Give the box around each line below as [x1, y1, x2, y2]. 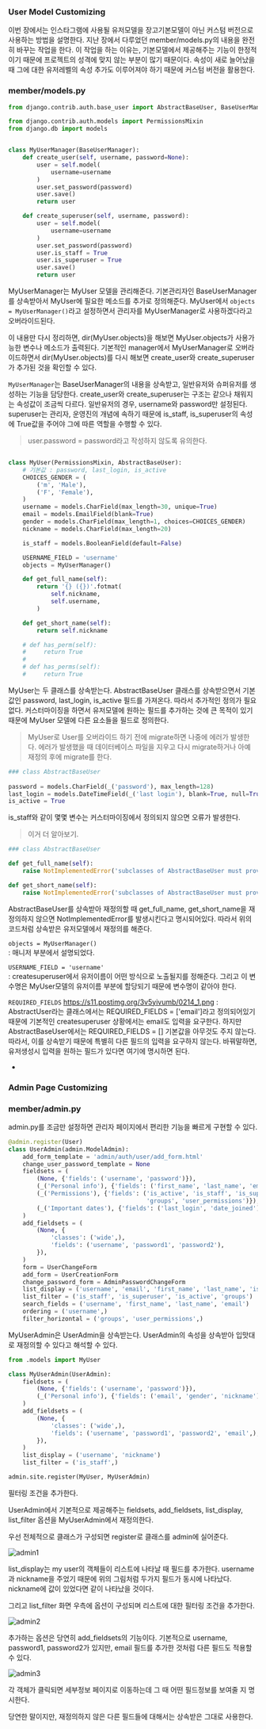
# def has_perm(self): [22, 641, 97, 648]
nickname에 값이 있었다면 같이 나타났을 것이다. [8, 1584, 154, 1593]
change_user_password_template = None [22, 1160, 150, 1168]
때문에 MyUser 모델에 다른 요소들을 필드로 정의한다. [8, 715, 169, 725]
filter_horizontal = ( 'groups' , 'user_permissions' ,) [22, 1314, 203, 1322]
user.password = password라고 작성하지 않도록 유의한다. [27, 436, 207, 446]
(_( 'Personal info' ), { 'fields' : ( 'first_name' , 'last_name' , [36, 1182, 246, 1191]
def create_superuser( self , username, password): [22, 212, 190, 220]
